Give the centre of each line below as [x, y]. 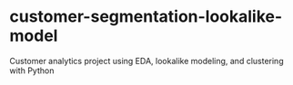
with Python [32, 71]
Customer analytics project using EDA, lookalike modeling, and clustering [146, 61]
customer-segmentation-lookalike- [146, 17]
